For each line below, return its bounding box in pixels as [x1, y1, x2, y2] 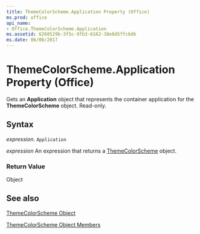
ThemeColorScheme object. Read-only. [6, 102, 107, 109]
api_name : [6, 20, 31, 26]
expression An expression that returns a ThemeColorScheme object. [6, 147, 177, 154]
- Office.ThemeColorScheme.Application [6, 25, 107, 32]
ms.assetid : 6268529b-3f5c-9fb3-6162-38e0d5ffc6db [6, 31, 137, 37]
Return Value [6, 162, 45, 171]
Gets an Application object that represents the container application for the [6, 95, 195, 103]
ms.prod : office [6, 14, 47, 21]
